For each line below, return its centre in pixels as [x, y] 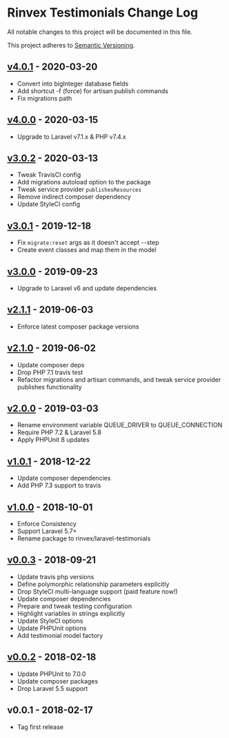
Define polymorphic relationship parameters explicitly [93, 584]
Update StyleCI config [49, 204]
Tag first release [40, 727]
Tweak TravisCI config [49, 175]
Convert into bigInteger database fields [73, 84]
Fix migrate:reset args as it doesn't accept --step [88, 242]
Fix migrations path [44, 98]
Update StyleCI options [50, 621]
